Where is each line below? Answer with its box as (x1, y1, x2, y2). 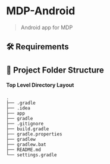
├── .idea (6, 105, 31, 111)
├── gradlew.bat (6, 141, 46, 147)
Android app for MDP (20, 24, 73, 31)
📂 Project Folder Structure (6, 65, 104, 75)
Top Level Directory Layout (6, 81, 74, 89)
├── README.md (6, 147, 42, 153)
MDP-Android (6, 4, 76, 18)
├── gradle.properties (6, 131, 62, 137)
